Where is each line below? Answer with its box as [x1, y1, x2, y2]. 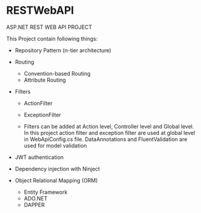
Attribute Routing [23, 76, 66, 83]
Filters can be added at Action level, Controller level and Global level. [23, 122, 194, 130]
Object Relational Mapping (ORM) [14, 176, 98, 184]
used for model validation [23, 142, 87, 149]
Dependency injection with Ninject [14, 165, 100, 172]
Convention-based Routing [23, 70, 91, 77]
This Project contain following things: [6, 35, 98, 42]
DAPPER [23, 201, 45, 208]
